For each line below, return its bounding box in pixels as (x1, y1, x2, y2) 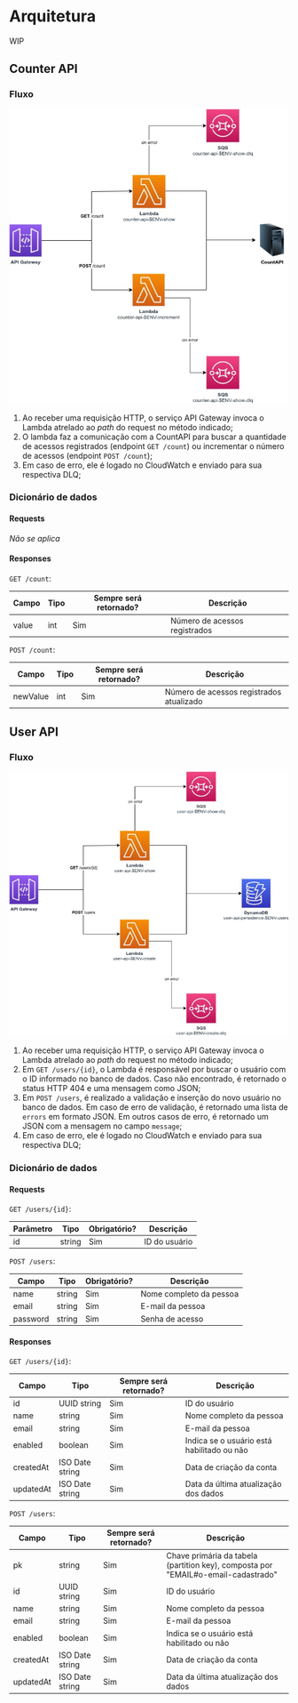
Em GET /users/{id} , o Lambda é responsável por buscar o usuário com (21, 1064, 286, 1075)
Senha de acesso (140, 1313, 204, 1324)
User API (9, 724, 59, 739)
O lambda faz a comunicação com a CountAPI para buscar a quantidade (21, 431, 286, 442)
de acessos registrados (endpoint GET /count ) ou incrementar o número (21, 440, 285, 451)
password (12, 1313, 50, 1324)
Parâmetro (12, 1223, 53, 1233)
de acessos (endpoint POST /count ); (21, 450, 153, 461)
